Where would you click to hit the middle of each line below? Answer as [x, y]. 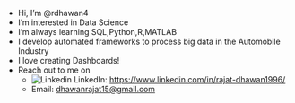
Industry [33, 51]
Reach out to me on [54, 70]
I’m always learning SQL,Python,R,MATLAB [97, 32]
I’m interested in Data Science [73, 22]
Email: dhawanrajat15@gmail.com [93, 89]
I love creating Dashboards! [69, 60]
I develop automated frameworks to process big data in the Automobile [149, 41]
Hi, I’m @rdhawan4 [53, 13]
